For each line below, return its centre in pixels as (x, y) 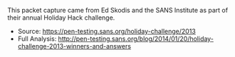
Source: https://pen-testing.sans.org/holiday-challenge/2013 (106, 31)
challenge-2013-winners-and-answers (74, 46)
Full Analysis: (37, 39)
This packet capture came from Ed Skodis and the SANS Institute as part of (118, 10)
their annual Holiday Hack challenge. (61, 18)
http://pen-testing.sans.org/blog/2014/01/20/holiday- (136, 39)
